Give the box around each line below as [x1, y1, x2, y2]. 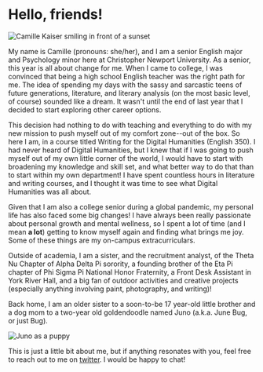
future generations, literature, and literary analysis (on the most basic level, [8, 88, 251, 97]
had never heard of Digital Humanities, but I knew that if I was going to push [8, 145, 254, 155]
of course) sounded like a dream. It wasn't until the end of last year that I [8, 97, 243, 106]
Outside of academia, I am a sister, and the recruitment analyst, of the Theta [8, 250, 254, 260]
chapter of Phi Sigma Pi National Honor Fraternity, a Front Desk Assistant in [8, 267, 251, 276]
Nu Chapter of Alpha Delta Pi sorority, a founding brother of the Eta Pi [8, 259, 233, 268]
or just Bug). [8, 315, 49, 325]
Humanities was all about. [8, 187, 92, 196]
